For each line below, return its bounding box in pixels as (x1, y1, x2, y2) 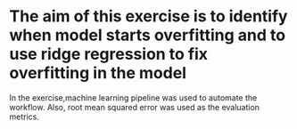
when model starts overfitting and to (9, 25, 286, 45)
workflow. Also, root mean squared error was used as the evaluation (9, 101, 260, 112)
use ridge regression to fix (9, 44, 208, 64)
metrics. (9, 111, 40, 122)
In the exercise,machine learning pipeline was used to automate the (9, 92, 258, 103)
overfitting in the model (9, 63, 187, 84)
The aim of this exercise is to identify (9, 6, 288, 27)
